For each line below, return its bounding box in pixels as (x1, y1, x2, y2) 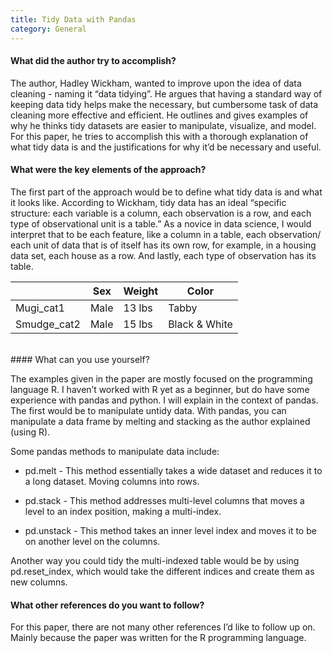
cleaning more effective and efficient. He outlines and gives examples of (10, 109, 309, 121)
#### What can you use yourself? (10, 353, 150, 365)
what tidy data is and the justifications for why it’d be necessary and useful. (10, 141, 322, 153)
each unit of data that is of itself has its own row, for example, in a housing (10, 239, 317, 251)
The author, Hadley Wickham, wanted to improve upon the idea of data (10, 77, 302, 89)
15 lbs (123, 317, 153, 331)
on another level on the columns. (24, 535, 161, 547)
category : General (10, 24, 87, 34)
